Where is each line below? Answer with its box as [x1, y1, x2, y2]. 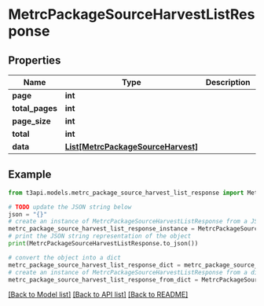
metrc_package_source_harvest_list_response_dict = [8, 261, 181, 269]
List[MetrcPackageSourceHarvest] [64, 142, 199, 152]
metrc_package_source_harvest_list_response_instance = [8, 225, 195, 233]
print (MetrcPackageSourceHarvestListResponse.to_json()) [8, 240, 199, 248]
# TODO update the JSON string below [8, 203, 132, 211]
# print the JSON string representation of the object [8, 232, 192, 241]
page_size [12, 116, 51, 127]
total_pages [12, 103, 57, 113]
